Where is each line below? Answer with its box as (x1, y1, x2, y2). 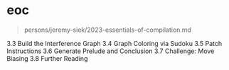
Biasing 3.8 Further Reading (6, 54, 88, 62)
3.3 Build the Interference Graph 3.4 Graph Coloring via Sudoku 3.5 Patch (6, 39, 223, 47)
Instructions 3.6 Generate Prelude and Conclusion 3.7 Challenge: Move (6, 47, 215, 55)
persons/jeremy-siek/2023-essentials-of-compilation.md (23, 25, 191, 34)
